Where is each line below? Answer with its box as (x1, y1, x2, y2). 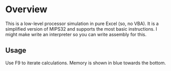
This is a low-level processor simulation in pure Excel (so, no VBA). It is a (5, 20, 159, 27)
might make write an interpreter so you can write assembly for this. (5, 31, 147, 37)
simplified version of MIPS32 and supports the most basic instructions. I (5, 26, 157, 32)
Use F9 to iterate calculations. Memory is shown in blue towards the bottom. (5, 60, 166, 66)
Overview (5, 4, 48, 15)
